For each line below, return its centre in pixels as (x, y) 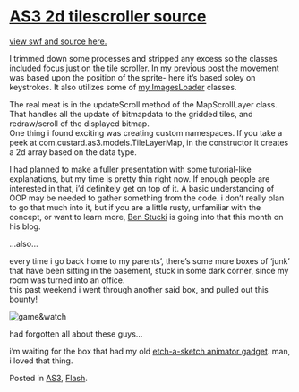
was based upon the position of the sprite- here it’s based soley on (132, 77)
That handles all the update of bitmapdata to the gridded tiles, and (131, 114)
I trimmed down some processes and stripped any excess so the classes (143, 58)
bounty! (24, 299)
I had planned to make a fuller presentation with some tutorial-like (131, 169)
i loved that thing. (41, 361)
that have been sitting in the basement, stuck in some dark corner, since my (149, 270)
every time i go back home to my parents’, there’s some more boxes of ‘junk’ (150, 260)
